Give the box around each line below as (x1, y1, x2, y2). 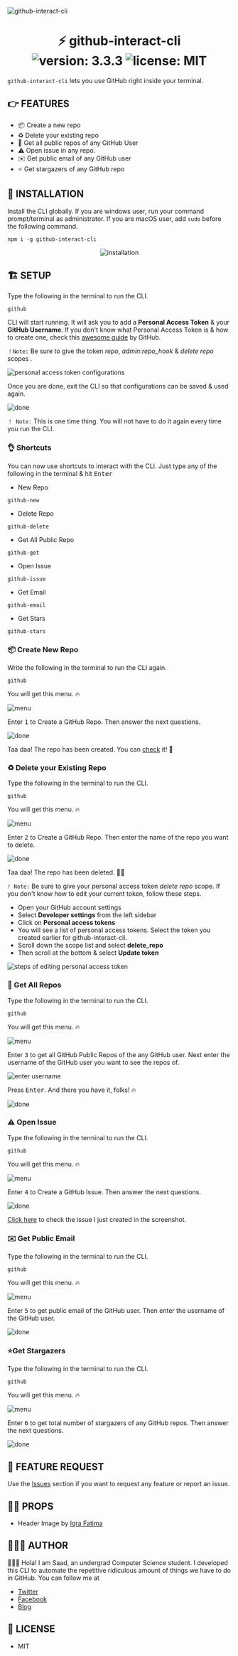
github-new (7, 497, 40, 504)
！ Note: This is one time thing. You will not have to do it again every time (7, 417, 222, 426)
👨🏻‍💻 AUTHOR (7, 1539, 69, 1552)
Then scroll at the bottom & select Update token (17, 948, 159, 957)
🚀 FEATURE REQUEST (7, 1461, 104, 1473)
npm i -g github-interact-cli (7, 235, 97, 243)
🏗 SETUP (7, 269, 52, 281)
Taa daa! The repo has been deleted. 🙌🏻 (7, 868, 125, 877)
